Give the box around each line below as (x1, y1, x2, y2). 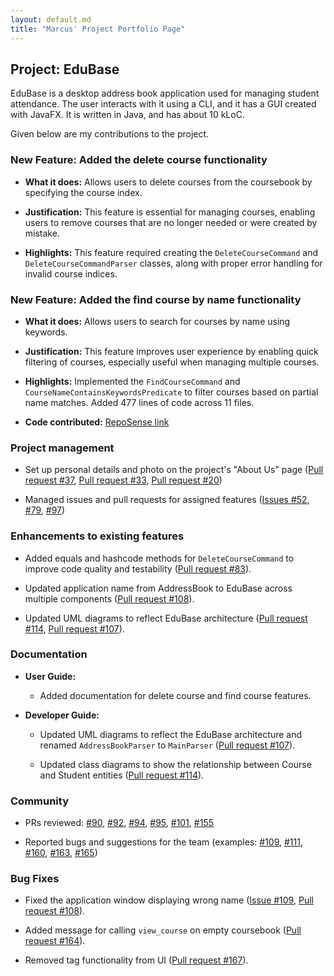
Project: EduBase (10, 61, 120, 78)
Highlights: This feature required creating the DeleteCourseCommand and (24, 246, 318, 258)
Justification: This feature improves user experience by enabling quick (24, 345, 319, 357)
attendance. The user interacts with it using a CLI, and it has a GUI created (10, 98, 317, 110)
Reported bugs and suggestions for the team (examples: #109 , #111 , (24, 836, 303, 848)
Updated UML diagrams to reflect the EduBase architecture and (39, 728, 303, 740)
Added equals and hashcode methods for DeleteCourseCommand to (24, 552, 295, 564)
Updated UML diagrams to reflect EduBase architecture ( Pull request (24, 612, 308, 624)
